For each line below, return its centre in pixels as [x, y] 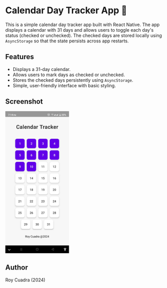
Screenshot [24, 102]
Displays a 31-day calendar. [41, 69]
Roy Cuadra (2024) [25, 280]
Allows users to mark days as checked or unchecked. [69, 75]
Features [20, 57]
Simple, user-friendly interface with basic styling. [64, 85]
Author [17, 268]
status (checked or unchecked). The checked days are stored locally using [83, 35]
